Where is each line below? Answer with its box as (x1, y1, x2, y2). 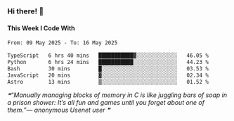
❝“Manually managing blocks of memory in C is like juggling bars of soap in (7, 91, 228, 99)
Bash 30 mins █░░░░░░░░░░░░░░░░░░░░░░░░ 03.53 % (7, 65, 209, 72)
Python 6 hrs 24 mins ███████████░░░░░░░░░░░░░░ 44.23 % (7, 58, 209, 65)
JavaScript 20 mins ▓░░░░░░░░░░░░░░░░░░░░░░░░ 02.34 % (7, 72, 209, 79)
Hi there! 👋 (7, 6, 44, 16)
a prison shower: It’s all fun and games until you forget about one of (7, 98, 205, 107)
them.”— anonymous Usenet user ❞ (7, 106, 110, 115)
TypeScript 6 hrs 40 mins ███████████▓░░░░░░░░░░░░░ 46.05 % (7, 52, 209, 59)
